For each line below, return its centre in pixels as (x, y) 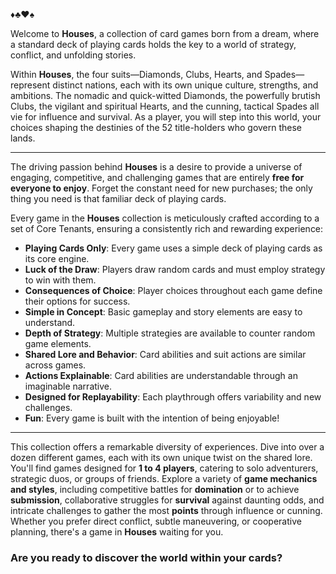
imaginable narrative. (68, 386)
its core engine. (57, 258)
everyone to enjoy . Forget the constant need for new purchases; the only (161, 188)
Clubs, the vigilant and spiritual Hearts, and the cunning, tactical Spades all (165, 106)
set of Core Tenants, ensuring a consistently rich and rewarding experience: (167, 228)
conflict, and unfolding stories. (73, 55)
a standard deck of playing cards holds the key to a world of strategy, (153, 44)
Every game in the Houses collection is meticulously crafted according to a (165, 218)
